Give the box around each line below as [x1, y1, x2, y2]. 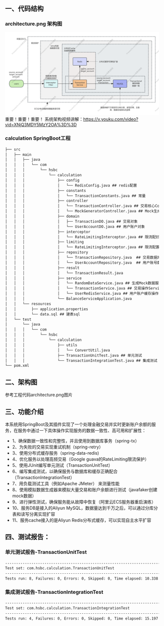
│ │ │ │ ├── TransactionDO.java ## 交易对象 [5, 219, 138, 224]
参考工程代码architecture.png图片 [5, 392, 73, 398]
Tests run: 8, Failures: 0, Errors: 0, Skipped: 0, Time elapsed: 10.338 [5, 576, 159, 581]
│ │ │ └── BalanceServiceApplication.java [5, 296, 132, 301]
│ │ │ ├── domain [5, 214, 80, 219]
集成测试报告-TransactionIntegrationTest [5, 589, 103, 596]
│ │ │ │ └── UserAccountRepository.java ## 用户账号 [5, 260, 158, 265]
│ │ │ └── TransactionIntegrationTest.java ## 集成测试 [5, 358, 158, 363]
